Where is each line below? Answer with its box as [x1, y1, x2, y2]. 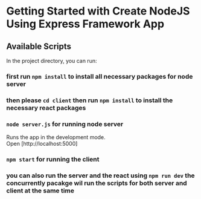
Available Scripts [6, 41, 71, 51]
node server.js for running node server [6, 120, 124, 128]
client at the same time [6, 186, 74, 195]
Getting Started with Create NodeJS [6, 4, 190, 18]
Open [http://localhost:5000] [6, 140, 78, 148]
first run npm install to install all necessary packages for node [6, 72, 193, 80]
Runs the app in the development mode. [6, 134, 106, 141]
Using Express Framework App [6, 17, 165, 31]
